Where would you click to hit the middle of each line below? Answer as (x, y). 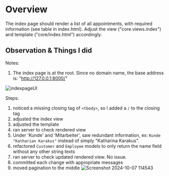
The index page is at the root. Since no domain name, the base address (88, 73)
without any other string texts (44, 151)
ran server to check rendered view (49, 129)
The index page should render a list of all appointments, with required (79, 24)
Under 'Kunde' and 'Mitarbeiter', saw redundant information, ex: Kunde (87, 135)
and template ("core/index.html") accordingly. (54, 34)
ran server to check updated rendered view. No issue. (70, 157)
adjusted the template (36, 124)
